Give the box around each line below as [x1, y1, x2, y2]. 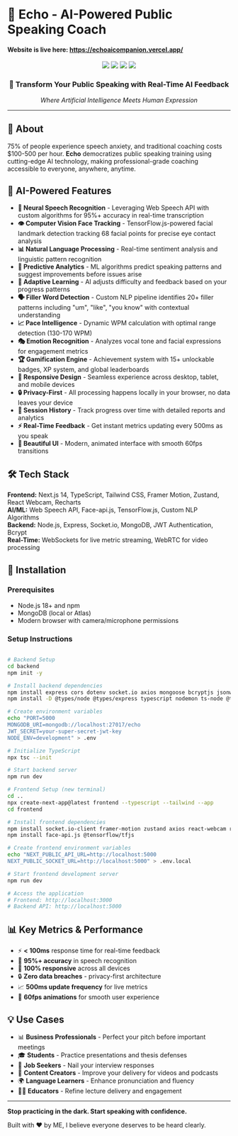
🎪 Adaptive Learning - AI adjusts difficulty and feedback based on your [17, 278, 227, 286]
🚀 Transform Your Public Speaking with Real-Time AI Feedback [8, 79, 229, 89]
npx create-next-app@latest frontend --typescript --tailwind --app [7, 799, 214, 806]
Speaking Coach [7, 21, 107, 38]
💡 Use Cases [7, 1013, 65, 1025]
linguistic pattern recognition [17, 255, 102, 264]
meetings [17, 1042, 45, 1051]
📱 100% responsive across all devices [17, 964, 130, 973]
